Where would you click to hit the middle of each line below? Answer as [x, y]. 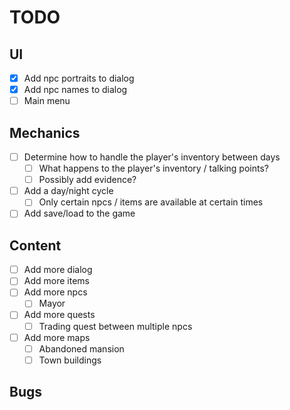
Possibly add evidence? [87, 180]
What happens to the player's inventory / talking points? [153, 168]
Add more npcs [55, 292]
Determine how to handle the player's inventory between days [152, 157]
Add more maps [57, 337]
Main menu [47, 101]
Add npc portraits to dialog [79, 78]
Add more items [56, 281]
